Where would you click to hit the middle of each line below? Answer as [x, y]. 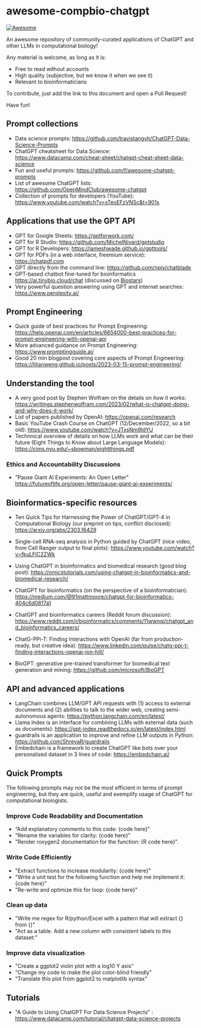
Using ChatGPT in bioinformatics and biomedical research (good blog [100, 566]
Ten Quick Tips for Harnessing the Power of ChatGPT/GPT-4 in [92, 517]
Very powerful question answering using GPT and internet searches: [99, 286]
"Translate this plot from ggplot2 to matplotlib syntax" [81, 979]
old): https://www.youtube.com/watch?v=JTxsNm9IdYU [84, 430]
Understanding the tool [50, 383]
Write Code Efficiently [39, 857]
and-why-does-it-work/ [44, 411]
